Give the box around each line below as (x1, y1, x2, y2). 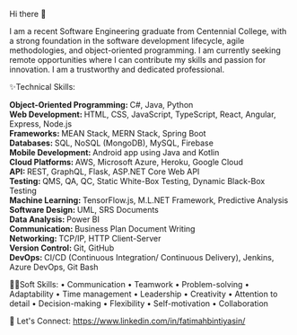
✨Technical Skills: (9, 82, 76, 92)
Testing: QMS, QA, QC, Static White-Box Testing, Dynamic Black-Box (9, 176, 266, 186)
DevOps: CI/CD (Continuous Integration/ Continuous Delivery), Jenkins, (9, 252, 275, 262)
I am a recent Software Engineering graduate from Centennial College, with (9, 26, 287, 36)
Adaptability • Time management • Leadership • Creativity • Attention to (9, 288, 278, 299)
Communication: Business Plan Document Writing (9, 224, 196, 234)
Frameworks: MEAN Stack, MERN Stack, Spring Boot (9, 128, 206, 138)
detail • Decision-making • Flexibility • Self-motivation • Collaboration (9, 298, 269, 309)
